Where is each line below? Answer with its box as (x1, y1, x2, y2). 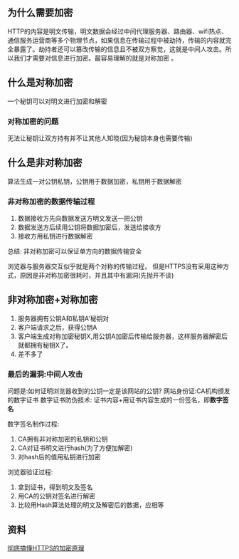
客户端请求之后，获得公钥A (17, 323, 97, 331)
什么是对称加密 (7, 77, 73, 89)
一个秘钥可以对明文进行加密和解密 (7, 97, 107, 105)
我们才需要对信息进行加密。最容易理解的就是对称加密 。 (13, 53, 178, 62)
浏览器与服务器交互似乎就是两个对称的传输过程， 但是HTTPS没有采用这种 (7, 262, 223, 271)
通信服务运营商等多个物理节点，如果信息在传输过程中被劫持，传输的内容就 (7, 36, 225, 44)
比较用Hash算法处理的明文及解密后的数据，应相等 (17, 501, 164, 509)
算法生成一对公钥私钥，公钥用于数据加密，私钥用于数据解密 (7, 177, 182, 185)
